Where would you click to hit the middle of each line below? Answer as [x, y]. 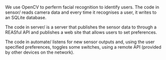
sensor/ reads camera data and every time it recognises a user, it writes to [81, 12]
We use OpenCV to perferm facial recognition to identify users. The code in [82, 7]
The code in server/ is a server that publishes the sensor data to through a [81, 27]
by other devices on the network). [40, 52]
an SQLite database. [26, 17]
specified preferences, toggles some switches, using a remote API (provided [83, 47]
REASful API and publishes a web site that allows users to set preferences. [81, 32]
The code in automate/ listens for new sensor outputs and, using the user [80, 42]
